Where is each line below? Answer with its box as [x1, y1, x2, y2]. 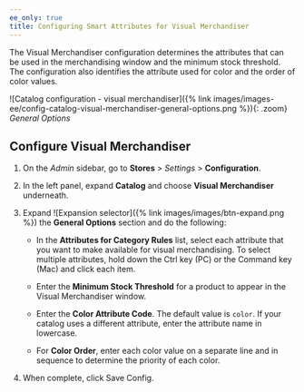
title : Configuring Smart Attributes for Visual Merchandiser [9, 22, 250, 31]
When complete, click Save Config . [22, 373, 154, 384]
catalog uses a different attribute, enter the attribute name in [35, 318, 262, 329]
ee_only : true [9, 13, 64, 23]
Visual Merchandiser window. [35, 291, 147, 302]
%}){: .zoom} [239, 103, 288, 113]
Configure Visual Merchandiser [9, 138, 191, 154]
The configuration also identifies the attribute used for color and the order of [9, 65, 296, 77]
